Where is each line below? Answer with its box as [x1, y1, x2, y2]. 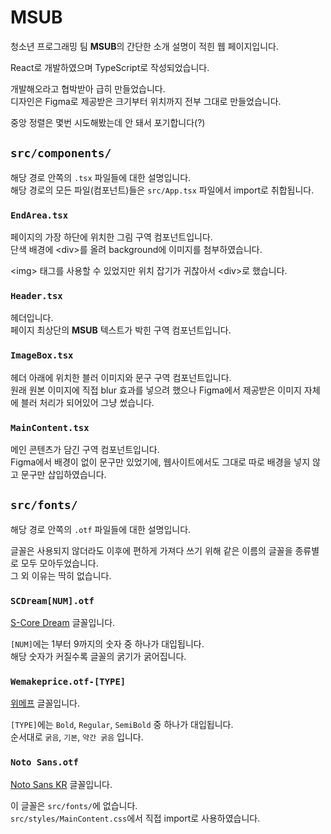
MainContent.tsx [10, 422, 90, 433]
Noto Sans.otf [10, 757, 79, 768]
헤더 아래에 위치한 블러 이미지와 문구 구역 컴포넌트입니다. [10, 371, 232, 383]
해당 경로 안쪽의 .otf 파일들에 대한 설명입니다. [10, 523, 192, 535]
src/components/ [10, 146, 112, 161]
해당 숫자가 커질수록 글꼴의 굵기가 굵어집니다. [10, 651, 187, 663]
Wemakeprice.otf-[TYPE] [10, 676, 127, 687]
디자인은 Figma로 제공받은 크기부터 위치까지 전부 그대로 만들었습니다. [10, 95, 282, 107]
